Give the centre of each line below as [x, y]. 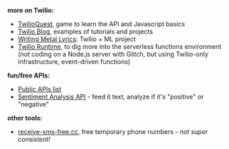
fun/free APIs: [29, 75]
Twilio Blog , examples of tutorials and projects [85, 32]
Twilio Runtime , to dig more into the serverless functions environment [119, 46]
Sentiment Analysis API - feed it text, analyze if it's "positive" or [111, 96]
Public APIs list [39, 89]
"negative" [33, 104]
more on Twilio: [31, 10]
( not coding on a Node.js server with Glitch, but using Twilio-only [113, 54]
